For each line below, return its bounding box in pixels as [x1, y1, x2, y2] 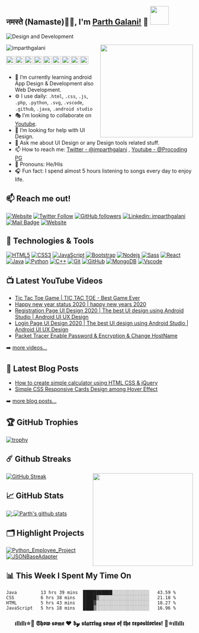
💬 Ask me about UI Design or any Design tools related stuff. [14, 139, 160, 146]
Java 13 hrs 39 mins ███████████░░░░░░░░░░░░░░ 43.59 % [6, 589, 176, 596]
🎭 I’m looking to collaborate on [14, 111, 92, 119]
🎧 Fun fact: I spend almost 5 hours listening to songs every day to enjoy [14, 167, 192, 174]
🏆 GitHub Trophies [6, 417, 79, 427]
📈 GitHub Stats [6, 491, 64, 501]
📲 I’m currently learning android [14, 73, 92, 81]
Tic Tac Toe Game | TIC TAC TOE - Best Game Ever [14, 295, 140, 302]
